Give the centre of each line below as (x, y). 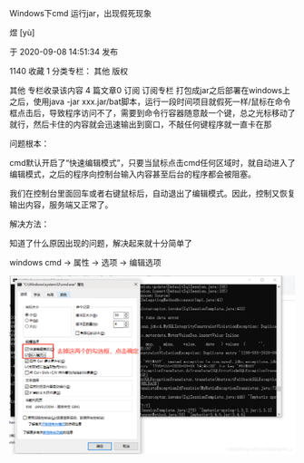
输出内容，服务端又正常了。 (61, 205)
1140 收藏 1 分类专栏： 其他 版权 (69, 71)
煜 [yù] (22, 33)
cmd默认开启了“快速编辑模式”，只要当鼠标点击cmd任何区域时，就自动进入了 (152, 163)
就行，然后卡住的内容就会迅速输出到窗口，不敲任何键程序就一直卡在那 (141, 124)
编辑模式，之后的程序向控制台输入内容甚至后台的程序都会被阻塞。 (132, 174)
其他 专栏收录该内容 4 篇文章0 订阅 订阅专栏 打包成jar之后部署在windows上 (150, 90)
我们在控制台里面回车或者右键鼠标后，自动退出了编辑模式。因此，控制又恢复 (152, 193)
